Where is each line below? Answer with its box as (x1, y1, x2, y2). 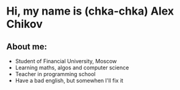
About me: (6, 41, 48, 52)
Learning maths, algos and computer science (15, 64, 129, 71)
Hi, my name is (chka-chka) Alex (6, 4, 174, 18)
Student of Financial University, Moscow (15, 58, 117, 64)
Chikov (6, 17, 43, 31)
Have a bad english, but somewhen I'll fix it (15, 77, 124, 84)
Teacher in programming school (15, 71, 96, 77)
